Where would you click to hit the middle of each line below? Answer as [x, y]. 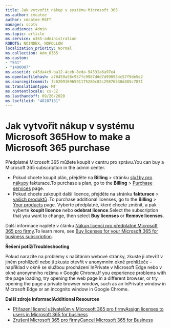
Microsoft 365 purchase [58, 148]
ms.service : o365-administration [41, 39]
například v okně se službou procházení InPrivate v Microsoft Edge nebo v [84, 267]
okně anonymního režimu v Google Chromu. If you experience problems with [86, 273]
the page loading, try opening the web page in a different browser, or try [81, 278]
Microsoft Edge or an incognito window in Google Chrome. [67, 289]
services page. [28, 188]
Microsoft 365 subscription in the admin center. [55, 168]
